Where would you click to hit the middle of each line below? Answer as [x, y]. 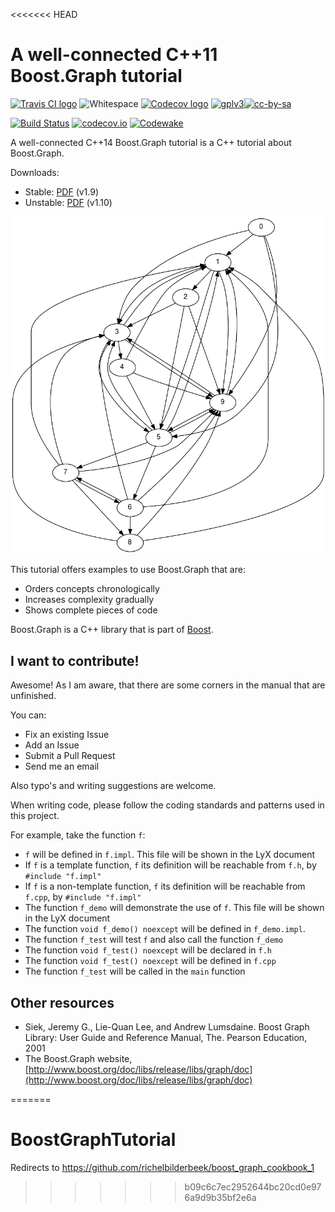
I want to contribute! [75, 660]
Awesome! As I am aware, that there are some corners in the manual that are [168, 685]
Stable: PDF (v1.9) [62, 191]
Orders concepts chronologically [92, 589]
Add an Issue [52, 745]
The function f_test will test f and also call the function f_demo [154, 940]
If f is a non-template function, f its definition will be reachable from [165, 886]
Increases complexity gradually [89, 600]
